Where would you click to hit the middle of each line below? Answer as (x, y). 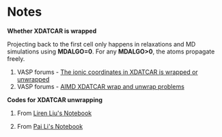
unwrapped (33, 79)
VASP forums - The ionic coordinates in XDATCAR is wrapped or (107, 72)
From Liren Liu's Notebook (54, 113)
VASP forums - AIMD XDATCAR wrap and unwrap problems (100, 86)
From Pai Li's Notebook (50, 126)
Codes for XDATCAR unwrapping (55, 99)
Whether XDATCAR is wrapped (52, 31)
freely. (16, 58)
